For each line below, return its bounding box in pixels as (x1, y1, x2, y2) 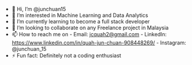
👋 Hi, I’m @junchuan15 (11, 6, 66, 12)
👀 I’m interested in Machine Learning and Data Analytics (11, 12, 149, 19)
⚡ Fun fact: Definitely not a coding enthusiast (11, 52, 122, 59)
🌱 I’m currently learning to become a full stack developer (11, 18, 150, 25)
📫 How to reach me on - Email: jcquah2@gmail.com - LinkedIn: (11, 31, 167, 37)
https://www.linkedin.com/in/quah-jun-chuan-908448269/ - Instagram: (11, 39, 187, 46)
